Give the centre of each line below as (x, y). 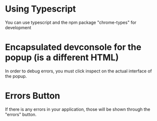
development (18, 27)
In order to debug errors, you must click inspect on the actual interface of (78, 71)
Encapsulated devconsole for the (73, 47)
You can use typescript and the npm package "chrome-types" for (71, 22)
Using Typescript (41, 9)
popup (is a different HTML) (62, 58)
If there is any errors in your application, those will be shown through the (78, 109)
